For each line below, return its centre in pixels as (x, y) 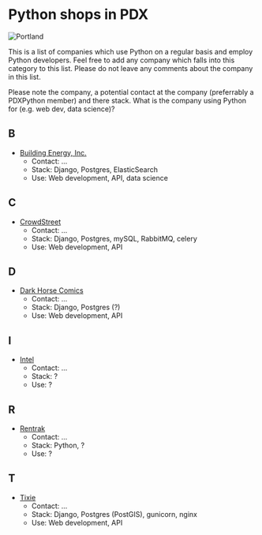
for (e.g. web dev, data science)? (62, 109)
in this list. (24, 77)
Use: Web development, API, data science (99, 178)
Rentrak (32, 428)
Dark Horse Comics (52, 290)
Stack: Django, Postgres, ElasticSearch (95, 169)
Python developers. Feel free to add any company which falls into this (122, 60)
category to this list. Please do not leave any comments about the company (131, 68)
